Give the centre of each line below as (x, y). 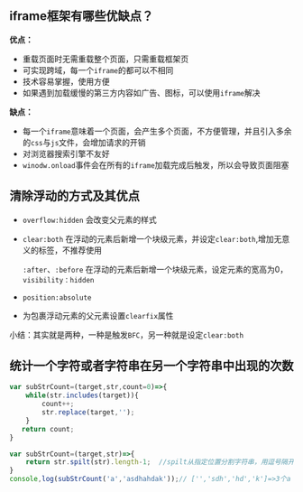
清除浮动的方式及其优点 (74, 196)
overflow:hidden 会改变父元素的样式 (90, 219)
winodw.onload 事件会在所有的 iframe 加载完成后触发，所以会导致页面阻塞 (156, 164)
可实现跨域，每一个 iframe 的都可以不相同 (98, 70)
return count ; (48, 429)
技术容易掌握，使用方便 (66, 81)
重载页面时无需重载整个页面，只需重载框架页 (106, 59)
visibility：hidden (58, 280)
